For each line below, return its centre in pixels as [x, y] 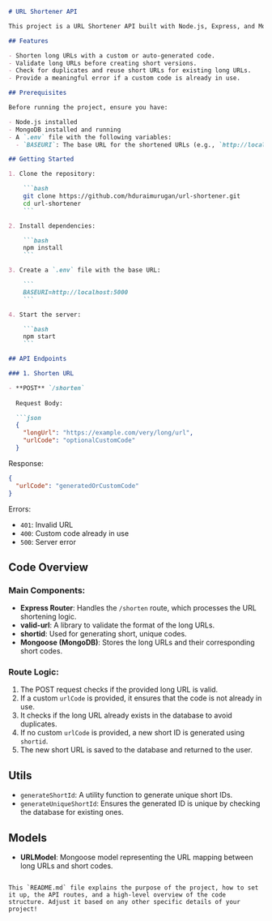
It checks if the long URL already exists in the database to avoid [126, 715]
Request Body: [39, 403]
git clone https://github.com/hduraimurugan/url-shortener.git [132, 196]
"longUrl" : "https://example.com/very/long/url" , [108, 433]
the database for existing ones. [72, 812]
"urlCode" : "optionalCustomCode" [79, 441]
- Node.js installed [43, 122]
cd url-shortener [52, 203]
